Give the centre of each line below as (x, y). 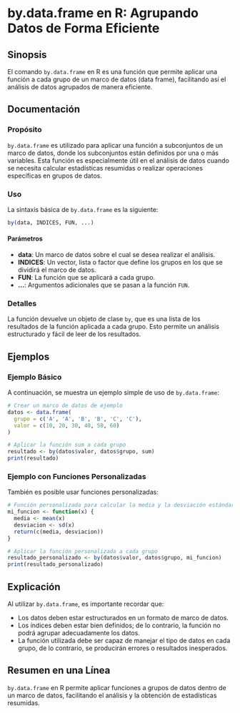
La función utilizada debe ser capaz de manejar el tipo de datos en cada (124, 641)
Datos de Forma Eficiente (84, 28)
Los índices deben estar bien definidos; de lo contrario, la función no (119, 625)
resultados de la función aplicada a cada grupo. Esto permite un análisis (114, 327)
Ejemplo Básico (35, 377)
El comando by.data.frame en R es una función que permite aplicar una (112, 72)
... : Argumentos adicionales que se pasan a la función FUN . (104, 285)
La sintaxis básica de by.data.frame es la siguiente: (83, 209)
